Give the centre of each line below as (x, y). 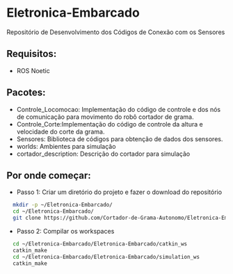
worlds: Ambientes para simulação (66, 146)
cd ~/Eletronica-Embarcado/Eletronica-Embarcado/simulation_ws (106, 257)
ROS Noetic (33, 70)
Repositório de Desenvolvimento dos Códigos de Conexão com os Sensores (116, 32)
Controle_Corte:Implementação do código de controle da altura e (110, 124)
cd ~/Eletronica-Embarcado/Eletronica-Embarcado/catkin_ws (100, 244)
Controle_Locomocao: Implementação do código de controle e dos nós (118, 109)
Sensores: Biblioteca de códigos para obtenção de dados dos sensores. (120, 139)
